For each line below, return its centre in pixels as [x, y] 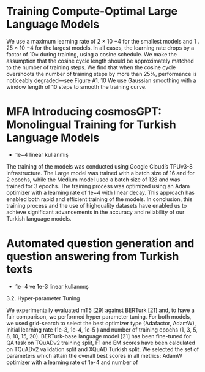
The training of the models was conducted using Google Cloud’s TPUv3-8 [99, 166]
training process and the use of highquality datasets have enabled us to [97, 205]
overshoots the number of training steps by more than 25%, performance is [102, 74]
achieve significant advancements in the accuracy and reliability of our [95, 212]
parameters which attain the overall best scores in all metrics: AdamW [94, 355]
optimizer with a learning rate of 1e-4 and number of [72, 362]
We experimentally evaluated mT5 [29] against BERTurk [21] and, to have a [100, 310]
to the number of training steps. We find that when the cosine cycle [91, 67]
